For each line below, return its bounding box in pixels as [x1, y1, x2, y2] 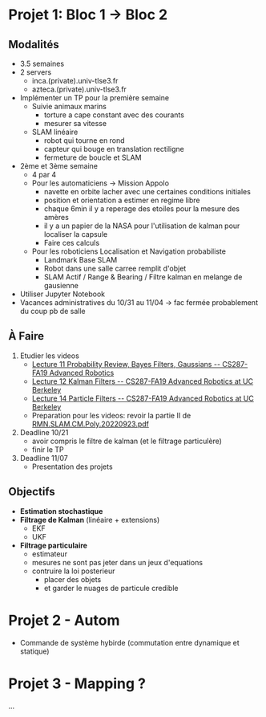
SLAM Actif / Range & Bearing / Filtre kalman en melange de [43, 272, 243, 282]
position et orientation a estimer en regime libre [43, 195, 200, 205]
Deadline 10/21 [19, 427, 69, 437]
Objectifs [8, 485, 56, 499]
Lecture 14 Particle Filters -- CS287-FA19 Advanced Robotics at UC [31, 393, 255, 403]
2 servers [19, 67, 52, 77]
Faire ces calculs [43, 238, 100, 247]
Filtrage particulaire [19, 540, 88, 550]
